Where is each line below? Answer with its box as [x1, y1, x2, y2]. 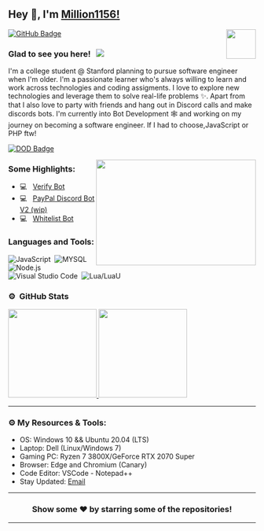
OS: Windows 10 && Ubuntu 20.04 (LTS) [19, 435, 149, 444]
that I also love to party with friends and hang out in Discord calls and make [8, 100, 253, 110]
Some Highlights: [8, 164, 76, 175]
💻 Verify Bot [19, 182, 65, 191]
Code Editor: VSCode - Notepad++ [19, 469, 134, 478]
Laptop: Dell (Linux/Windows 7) [19, 444, 122, 453]
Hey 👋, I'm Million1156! [8, 8, 120, 21]
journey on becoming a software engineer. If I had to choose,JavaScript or [8, 120, 249, 130]
